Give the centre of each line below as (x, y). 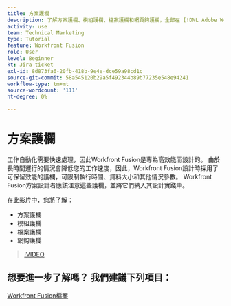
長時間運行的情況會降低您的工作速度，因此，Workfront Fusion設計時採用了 (113, 168)
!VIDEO (34, 254)
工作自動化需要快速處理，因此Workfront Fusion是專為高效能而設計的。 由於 (114, 159)
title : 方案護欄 (28, 13)
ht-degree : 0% (27, 97)
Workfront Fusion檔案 (38, 295)
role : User (23, 52)
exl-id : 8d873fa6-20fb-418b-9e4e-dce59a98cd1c (75, 71)
